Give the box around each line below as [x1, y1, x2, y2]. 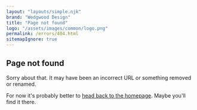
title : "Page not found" [6, 20, 68, 26]
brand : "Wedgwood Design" [6, 14, 70, 20]
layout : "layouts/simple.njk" [6, 8, 82, 15]
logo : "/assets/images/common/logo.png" [6, 25, 109, 32]
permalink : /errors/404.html [6, 31, 79, 37]
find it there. [6, 98, 36, 105]
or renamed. [6, 80, 36, 87]
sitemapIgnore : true [6, 36, 58, 42]
